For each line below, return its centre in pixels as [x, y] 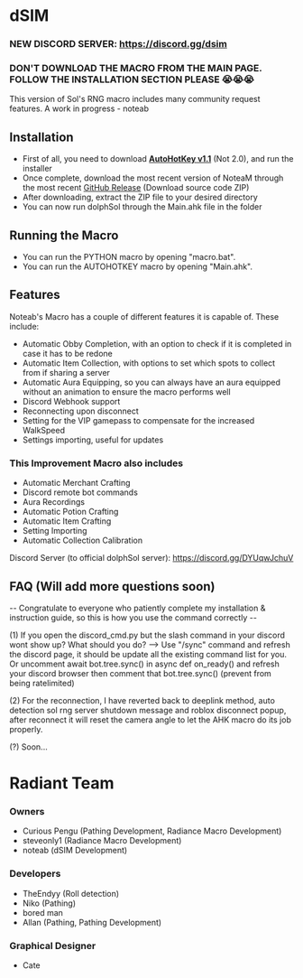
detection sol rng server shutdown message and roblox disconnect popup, [148, 710]
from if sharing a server [66, 372]
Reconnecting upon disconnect [81, 411]
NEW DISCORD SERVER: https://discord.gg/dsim [118, 44]
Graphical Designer [53, 945]
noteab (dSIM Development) [75, 851]
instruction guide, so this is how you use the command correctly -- [133, 617]
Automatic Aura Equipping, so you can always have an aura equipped [151, 382]
